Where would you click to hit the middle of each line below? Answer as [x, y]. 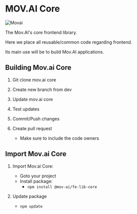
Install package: [36, 181]
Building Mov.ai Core [38, 68]
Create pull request [32, 128]
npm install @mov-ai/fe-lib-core [62, 187]
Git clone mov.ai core [34, 80]
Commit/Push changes [36, 119]
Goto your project [38, 176]
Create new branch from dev [42, 89]
